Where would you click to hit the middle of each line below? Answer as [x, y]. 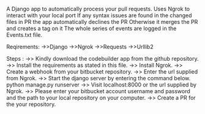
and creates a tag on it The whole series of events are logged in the [91, 28]
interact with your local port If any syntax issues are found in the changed [99, 15]
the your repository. [31, 104]
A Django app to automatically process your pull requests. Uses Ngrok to [98, 9]
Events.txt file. [24, 35]
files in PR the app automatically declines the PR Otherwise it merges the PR [102, 22]
